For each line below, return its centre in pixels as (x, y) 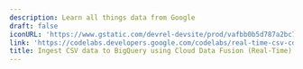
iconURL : (26, 34)
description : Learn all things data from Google (102, 17)
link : (19, 43)
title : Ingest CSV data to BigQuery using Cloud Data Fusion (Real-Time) (151, 51)
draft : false (34, 26)
